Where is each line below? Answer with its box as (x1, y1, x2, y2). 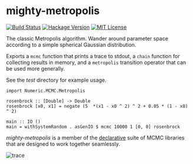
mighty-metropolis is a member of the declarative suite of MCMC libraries (6, 134, 185, 141)
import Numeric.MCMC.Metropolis (6, 88, 85, 93)
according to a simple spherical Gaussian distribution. (6, 41, 137, 48)
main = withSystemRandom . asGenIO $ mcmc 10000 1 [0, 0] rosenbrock (6, 123, 181, 130)
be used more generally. (6, 65, 65, 72)
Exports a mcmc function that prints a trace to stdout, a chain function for (6, 52, 180, 59)
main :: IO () (6, 119, 41, 125)
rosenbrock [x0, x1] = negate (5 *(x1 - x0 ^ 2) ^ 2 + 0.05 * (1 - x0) (6, 103, 188, 109)
